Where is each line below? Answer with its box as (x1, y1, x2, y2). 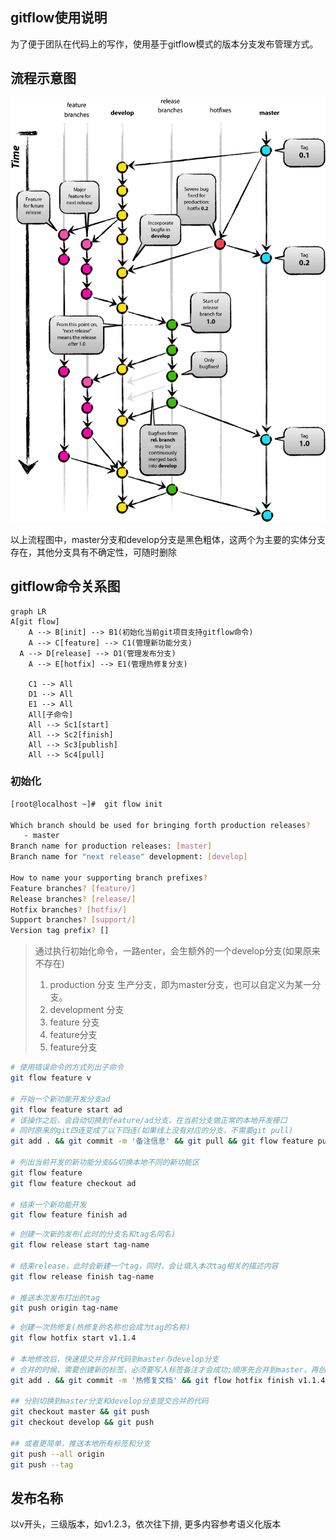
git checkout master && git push (10, 1407, 150, 1417)
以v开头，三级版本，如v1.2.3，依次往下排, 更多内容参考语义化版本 (10, 1518, 282, 1530)
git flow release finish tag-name (10, 1271, 155, 1282)
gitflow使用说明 (10, 9, 108, 27)
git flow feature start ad (10, 1104, 123, 1115)
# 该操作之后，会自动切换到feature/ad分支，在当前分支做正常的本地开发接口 (10, 1115, 288, 1125)
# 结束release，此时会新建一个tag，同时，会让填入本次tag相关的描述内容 (10, 1261, 279, 1271)
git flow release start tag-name (10, 1240, 150, 1250)
